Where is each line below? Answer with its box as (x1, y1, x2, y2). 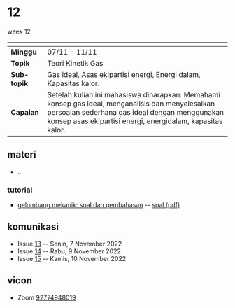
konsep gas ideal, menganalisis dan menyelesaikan (47, 99, 215, 108)
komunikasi (7, 221, 59, 233)
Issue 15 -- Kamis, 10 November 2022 (17, 254, 127, 262)
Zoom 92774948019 (17, 293, 76, 302)
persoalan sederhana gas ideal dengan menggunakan (47, 107, 225, 117)
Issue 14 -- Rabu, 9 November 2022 (17, 246, 121, 255)
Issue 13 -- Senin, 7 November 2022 (17, 239, 122, 248)
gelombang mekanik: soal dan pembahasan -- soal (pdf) (17, 201, 180, 209)
